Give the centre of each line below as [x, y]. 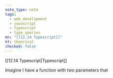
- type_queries [25, 33]
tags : [11, 14]
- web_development [28, 19]
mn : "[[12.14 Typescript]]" [34, 38]
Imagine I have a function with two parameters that [56, 70]
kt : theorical [20, 42]
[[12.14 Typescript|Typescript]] [36, 60]
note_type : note [22, 10]
